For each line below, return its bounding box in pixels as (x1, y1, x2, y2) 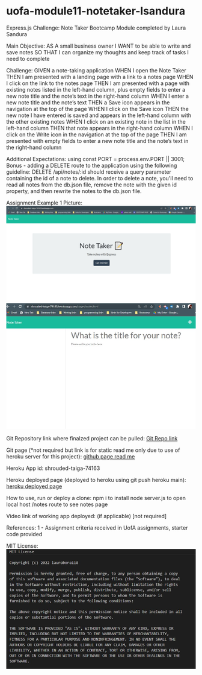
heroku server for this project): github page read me (6, 452, 135, 460)
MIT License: (6, 542, 38, 550)
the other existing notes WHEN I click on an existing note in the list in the (6, 118, 186, 125)
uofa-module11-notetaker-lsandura (6, 4, 185, 18)
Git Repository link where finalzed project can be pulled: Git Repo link (6, 434, 178, 442)
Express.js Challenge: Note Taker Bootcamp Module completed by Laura (6, 24, 186, 31)
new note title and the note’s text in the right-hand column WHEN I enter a (6, 92, 189, 100)
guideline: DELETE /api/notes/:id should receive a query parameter (6, 168, 171, 176)
